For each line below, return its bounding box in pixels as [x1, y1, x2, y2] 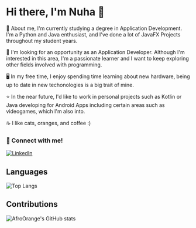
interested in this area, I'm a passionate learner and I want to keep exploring [6, 55, 189, 62]
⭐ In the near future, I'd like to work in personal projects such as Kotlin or [6, 93, 182, 100]
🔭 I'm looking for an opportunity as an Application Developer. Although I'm [6, 48, 185, 55]
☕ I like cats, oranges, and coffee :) [6, 119, 91, 126]
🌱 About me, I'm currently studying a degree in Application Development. [6, 25, 183, 32]
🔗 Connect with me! [6, 136, 63, 145]
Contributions [6, 199, 58, 209]
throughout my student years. [6, 37, 78, 44]
